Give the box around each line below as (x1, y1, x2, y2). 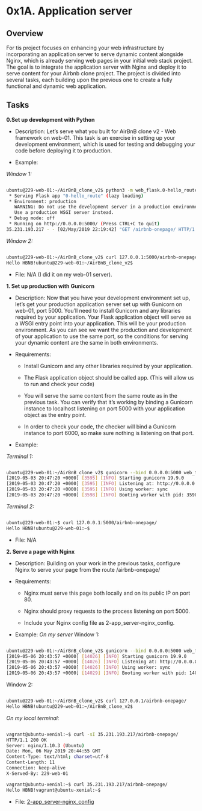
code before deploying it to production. (14, 146, 112, 154)
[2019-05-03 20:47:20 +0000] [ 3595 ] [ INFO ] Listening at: (6, 481, 155, 487)
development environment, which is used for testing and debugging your (14, 140, 195, 148)
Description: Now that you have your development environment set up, (14, 294, 191, 301)
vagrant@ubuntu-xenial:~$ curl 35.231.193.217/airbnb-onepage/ (6, 781, 168, 788)
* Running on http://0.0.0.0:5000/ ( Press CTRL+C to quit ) (8, 221, 161, 227)
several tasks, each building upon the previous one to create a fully (6, 77, 173, 83)
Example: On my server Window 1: (14, 631, 100, 638)
